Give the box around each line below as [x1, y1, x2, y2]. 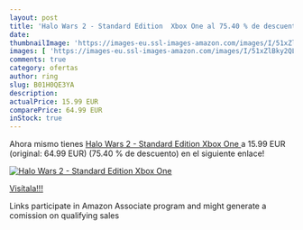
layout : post [9, 13, 59, 23]
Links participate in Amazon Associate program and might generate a [9, 200, 267, 212]
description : [9, 88, 59, 97]
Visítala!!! [9, 183, 43, 194]
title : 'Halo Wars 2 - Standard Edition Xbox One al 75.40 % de [9, 22, 260, 31]
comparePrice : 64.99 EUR [9, 106, 103, 115]
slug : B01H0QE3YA [9, 80, 75, 89]
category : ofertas [9, 64, 78, 73]
